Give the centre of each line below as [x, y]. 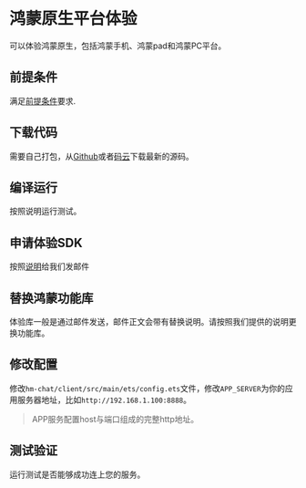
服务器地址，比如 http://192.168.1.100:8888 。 [104, 400]
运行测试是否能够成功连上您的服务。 [77, 474]
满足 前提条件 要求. [43, 100]
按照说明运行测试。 [46, 212]
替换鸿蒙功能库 [51, 298]
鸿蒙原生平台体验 [74, 19]
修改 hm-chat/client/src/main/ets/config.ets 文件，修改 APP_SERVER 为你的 [147, 388]
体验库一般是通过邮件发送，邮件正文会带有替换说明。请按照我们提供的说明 [149, 322]
